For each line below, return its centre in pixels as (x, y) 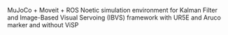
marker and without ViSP (43, 25)
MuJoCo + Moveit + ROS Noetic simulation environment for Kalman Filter (113, 10)
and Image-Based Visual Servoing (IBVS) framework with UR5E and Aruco (114, 17)
